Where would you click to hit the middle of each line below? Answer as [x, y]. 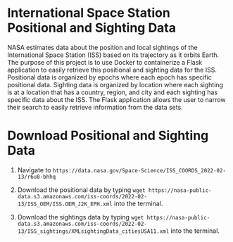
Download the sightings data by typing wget [81, 217]
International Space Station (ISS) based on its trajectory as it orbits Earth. [113, 55]
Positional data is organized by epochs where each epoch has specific [110, 77]
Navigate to [34, 170]
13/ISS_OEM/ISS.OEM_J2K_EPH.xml [65, 204]
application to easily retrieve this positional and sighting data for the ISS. [112, 70]
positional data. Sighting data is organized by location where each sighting [115, 84]
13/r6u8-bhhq [37, 177]
